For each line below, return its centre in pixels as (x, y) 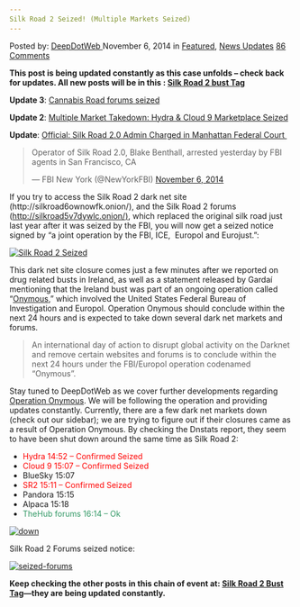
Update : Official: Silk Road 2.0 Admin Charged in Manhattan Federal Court (147, 134)
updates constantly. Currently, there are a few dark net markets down (138, 410)
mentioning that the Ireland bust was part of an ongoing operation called (144, 289)
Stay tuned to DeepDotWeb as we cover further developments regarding (144, 391)
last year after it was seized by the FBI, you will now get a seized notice (141, 225)
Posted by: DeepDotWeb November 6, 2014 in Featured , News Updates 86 (148, 46)
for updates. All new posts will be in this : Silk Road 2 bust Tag (127, 82)
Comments (30, 55)
